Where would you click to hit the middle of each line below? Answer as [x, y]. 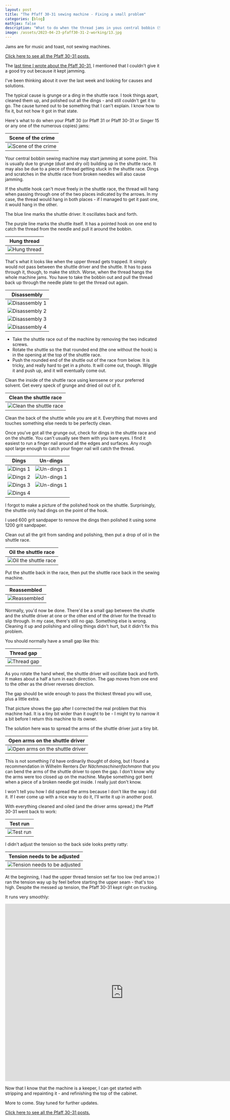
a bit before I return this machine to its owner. [51, 719]
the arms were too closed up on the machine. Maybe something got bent [79, 777]
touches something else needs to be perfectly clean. [58, 423]
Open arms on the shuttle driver [46, 741]
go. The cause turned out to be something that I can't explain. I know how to [82, 106]
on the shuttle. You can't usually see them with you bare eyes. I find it [75, 438]
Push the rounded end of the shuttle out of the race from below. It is [81, 360]
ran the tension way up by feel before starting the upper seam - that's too [79, 882]
